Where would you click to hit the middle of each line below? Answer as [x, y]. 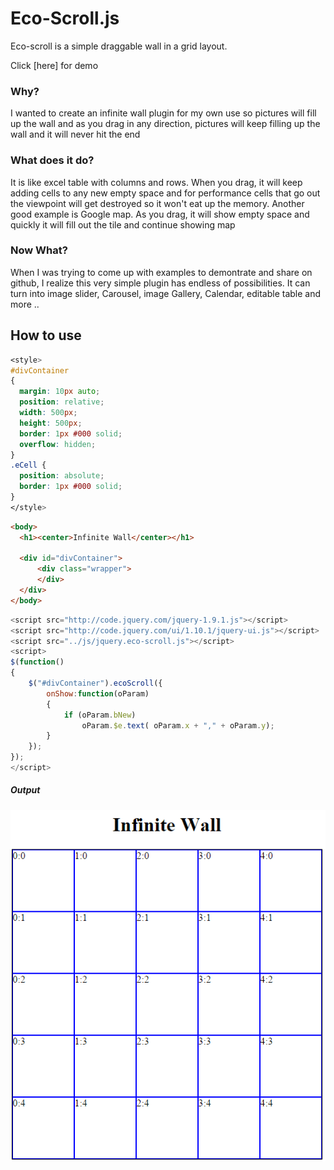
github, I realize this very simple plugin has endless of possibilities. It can [160, 283]
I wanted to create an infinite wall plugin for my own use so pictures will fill [163, 113]
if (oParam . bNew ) [100, 715]
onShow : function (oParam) [98, 693]
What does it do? [52, 160]
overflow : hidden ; [58, 444]
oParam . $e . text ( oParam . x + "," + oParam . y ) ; [178, 725]
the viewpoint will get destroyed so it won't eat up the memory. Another [157, 203]
